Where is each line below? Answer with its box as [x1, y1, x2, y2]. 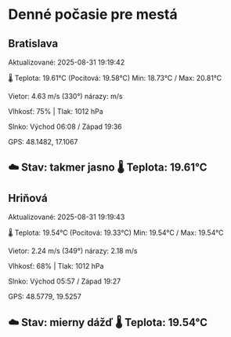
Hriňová [8, 191, 49, 205]
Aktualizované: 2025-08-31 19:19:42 [8, 57, 125, 67]
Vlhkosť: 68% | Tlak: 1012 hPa [8, 262, 104, 271]
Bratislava [8, 37, 59, 50]
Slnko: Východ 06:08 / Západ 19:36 [8, 122, 123, 131]
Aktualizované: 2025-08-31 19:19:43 [8, 212, 125, 222]
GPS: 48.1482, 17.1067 [8, 137, 78, 146]
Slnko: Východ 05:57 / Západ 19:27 [8, 277, 121, 286]
